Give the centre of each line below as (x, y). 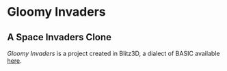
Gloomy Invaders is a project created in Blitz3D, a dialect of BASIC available (113, 53)
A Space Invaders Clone (59, 37)
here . (14, 61)
